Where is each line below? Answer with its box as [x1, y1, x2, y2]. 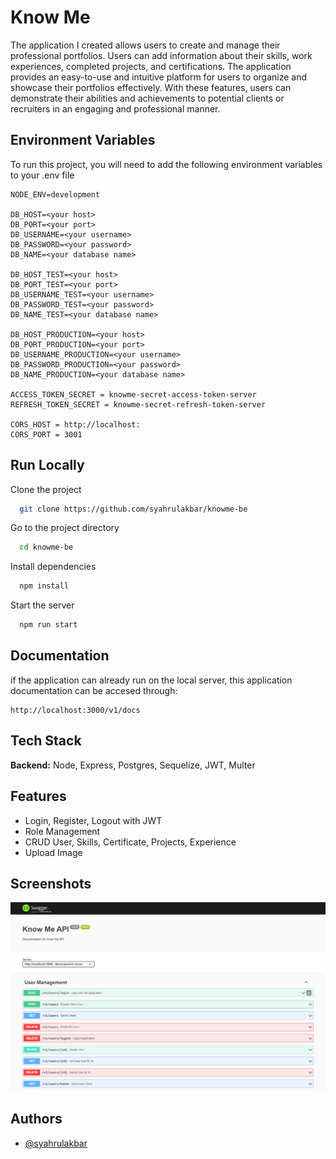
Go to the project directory [10, 522, 120, 534]
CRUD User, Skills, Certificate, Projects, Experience [24, 836, 237, 848]
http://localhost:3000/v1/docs [10, 705, 141, 715]
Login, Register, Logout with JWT [24, 814, 163, 826]
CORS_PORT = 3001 [10, 429, 83, 440]
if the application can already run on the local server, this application [10, 674, 293, 686]
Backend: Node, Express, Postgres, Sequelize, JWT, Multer [10, 759, 256, 771]
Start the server [10, 599, 75, 611]
